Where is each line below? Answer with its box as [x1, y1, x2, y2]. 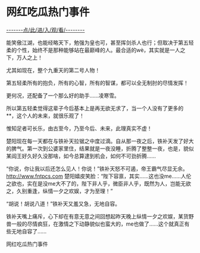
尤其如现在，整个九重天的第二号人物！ [6, 66, 100, 73]
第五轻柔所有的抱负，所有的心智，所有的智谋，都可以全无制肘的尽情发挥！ [6, 79, 189, 87]
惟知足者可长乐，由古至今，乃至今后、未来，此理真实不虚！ [6, 125, 152, 132]
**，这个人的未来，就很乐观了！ [6, 112, 85, 119]
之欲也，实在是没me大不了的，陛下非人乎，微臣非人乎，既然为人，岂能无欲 [6, 180, 192, 187]
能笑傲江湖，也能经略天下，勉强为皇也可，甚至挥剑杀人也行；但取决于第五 [6, 39, 189, 46]
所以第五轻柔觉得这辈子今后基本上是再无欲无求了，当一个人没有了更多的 [6, 104, 183, 112]
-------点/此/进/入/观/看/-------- [6, 26, 85, 33]
